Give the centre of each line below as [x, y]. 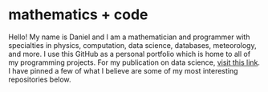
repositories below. [40, 79]
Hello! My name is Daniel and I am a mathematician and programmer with [129, 37]
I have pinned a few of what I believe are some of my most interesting [123, 70]
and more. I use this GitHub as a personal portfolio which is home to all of [130, 54]
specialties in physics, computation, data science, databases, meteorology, [132, 45]
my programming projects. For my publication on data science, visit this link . [134, 62]
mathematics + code [78, 15]
